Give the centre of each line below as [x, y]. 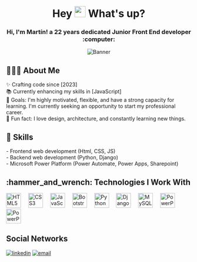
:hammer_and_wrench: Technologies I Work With [98, 182]
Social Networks [37, 239]
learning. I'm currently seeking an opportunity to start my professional [91, 106]
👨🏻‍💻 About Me [33, 70]
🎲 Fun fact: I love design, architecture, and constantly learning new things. [96, 119]
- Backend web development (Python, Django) [62, 158]
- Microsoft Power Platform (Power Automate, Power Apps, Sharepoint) [92, 164]
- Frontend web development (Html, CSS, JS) [61, 151]
